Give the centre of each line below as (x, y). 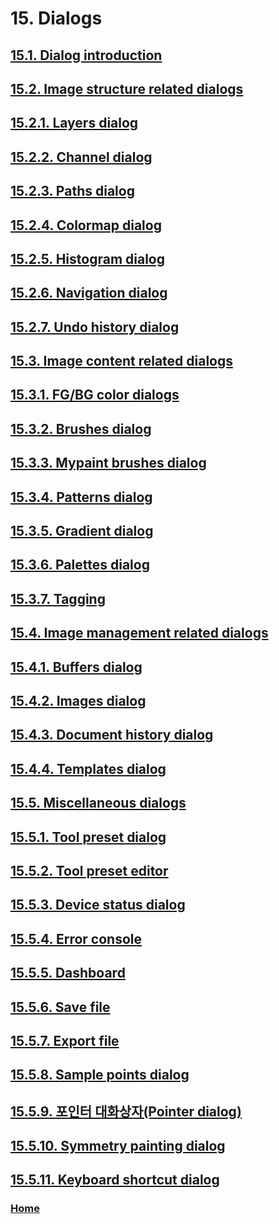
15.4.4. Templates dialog (88, 768)
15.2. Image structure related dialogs (127, 88)
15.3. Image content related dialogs (122, 361)
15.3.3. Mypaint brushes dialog (108, 463)
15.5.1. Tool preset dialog (88, 837)
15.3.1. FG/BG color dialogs (95, 395)
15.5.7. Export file (65, 1040)
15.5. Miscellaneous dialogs (98, 803)
